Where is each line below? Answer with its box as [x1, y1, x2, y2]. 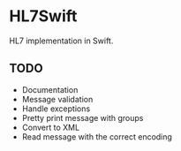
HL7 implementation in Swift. [9, 35, 114, 46]
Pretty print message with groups [21, 112, 144, 123]
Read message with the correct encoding [21, 131, 172, 142]
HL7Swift [9, 6, 78, 26]
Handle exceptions [21, 103, 91, 114]
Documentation [21, 84, 79, 94]
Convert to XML [21, 122, 80, 132]
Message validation [21, 94, 94, 104]
